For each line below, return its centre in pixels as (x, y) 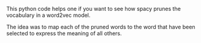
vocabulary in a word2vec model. (48, 15)
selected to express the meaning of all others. (64, 33)
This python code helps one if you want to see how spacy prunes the (93, 9)
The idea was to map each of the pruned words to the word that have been (101, 27)
